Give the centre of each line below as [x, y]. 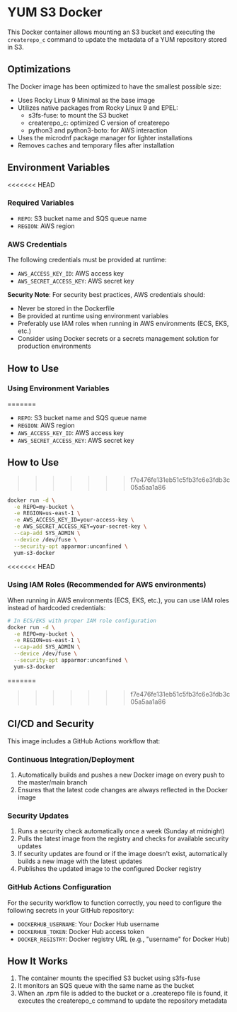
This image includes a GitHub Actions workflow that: [84, 741]
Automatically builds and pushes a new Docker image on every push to [121, 775]
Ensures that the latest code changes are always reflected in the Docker [122, 789]
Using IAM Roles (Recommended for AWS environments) [107, 585]
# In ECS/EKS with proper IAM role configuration [82, 621]
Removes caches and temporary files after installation [96, 145]
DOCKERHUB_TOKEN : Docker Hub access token [81, 931]
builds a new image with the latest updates [80, 861]
